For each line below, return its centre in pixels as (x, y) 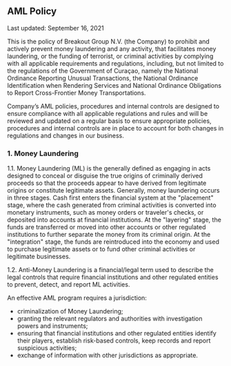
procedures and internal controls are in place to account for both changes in (115, 128)
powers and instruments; (52, 326)
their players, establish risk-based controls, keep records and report (114, 340)
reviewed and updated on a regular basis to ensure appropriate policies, (109, 121)
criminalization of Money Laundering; (70, 311)
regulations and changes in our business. (66, 135)
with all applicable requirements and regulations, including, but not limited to (115, 63)
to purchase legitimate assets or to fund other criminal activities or (101, 249)
